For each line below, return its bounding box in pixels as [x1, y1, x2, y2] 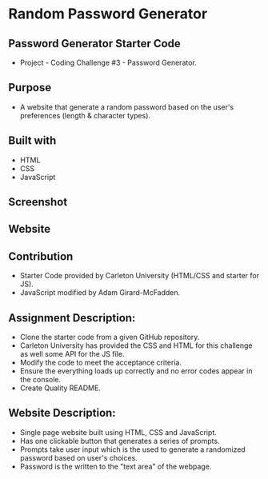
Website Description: [8, 406, 116, 420]
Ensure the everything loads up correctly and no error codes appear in [19, 366, 253, 376]
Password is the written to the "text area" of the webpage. [19, 461, 212, 471]
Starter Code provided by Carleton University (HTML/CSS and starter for [19, 271, 260, 281]
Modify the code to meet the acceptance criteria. [19, 357, 182, 368]
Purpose [8, 81, 52, 94]
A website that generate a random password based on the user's [19, 102, 234, 112]
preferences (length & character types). [19, 110, 150, 120]
